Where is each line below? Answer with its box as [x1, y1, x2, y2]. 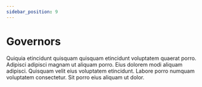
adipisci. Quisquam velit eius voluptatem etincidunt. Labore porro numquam [6, 67, 195, 74]
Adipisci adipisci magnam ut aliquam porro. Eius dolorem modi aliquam [6, 61, 183, 68]
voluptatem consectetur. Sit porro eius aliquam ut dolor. [6, 73, 145, 81]
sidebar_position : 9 [6, 8, 59, 15]
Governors [6, 34, 61, 48]
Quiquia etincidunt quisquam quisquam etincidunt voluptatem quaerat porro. [6, 55, 197, 62]
